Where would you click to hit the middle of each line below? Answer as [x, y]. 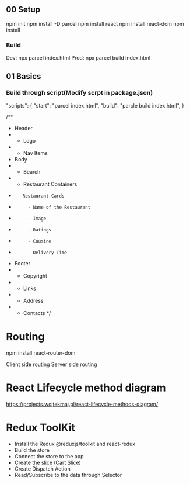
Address [33, 300]
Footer [22, 263]
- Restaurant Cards [41, 196]
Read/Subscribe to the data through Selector [68, 475]
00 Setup [23, 10]
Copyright [35, 276]
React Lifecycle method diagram [86, 388]
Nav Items [35, 153]
